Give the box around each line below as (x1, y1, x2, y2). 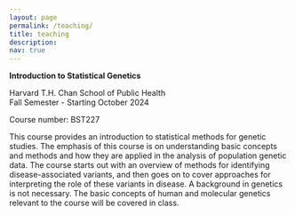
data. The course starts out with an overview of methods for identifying (9, 160, 270, 171)
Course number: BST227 (9, 115, 100, 125)
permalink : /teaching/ (9, 21, 93, 30)
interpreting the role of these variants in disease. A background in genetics (9, 179, 283, 189)
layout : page (9, 12, 58, 22)
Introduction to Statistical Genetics (9, 70, 141, 81)
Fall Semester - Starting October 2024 (9, 97, 149, 107)
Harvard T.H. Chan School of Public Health (9, 88, 166, 99)
